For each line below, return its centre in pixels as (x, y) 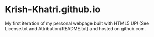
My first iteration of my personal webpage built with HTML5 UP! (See (77, 23)
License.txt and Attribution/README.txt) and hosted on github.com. (75, 28)
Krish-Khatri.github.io (53, 9)
